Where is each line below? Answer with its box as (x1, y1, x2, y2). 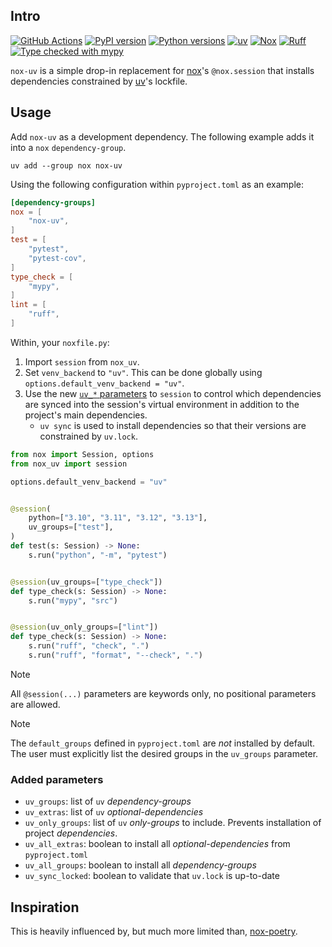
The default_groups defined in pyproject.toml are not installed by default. (10, 737, 316, 749)
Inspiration (10, 899, 80, 916)
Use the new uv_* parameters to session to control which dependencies (24, 387, 322, 399)
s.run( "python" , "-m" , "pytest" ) (28, 550, 168, 560)
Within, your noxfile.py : (10, 336, 110, 348)
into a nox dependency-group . (10, 141, 127, 153)
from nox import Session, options (10, 449, 155, 459)
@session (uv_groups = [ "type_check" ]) (10, 577, 163, 587)
